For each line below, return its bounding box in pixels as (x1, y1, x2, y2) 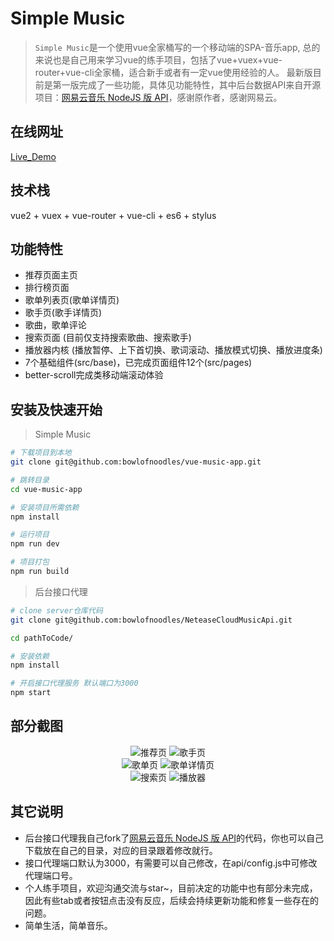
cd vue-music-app (10, 484, 83, 494)
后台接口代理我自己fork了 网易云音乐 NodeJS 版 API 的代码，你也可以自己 (24, 832, 324, 844)
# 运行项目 (10, 530, 50, 540)
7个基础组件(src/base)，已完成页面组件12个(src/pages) (24, 357, 253, 369)
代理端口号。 (24, 869, 78, 881)
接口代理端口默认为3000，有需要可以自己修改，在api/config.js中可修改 (24, 857, 318, 869)
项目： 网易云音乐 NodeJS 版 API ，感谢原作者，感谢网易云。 (34, 91, 283, 103)
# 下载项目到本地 (10, 448, 72, 458)
